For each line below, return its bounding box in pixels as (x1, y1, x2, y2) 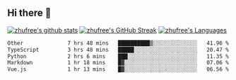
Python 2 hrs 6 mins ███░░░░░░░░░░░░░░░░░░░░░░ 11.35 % (7, 52, 230, 60)
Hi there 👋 (7, 7, 52, 19)
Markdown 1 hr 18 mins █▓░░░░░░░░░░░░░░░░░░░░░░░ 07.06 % (7, 59, 230, 67)
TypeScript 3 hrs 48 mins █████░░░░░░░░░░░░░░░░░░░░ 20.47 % (7, 46, 230, 53)
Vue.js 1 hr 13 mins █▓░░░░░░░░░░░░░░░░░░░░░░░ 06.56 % (7, 66, 230, 73)
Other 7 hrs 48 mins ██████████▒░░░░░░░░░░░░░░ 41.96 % (7, 40, 230, 47)
